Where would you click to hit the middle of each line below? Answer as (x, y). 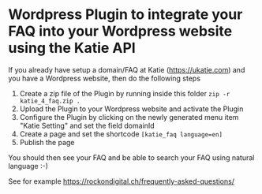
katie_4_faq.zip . (50, 101)
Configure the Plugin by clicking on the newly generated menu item (129, 117)
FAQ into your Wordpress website (120, 31)
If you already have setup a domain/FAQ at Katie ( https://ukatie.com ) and (127, 69)
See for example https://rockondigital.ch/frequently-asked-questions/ (122, 181)
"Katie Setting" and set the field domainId (87, 125)
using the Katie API (72, 48)
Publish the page (47, 142)
